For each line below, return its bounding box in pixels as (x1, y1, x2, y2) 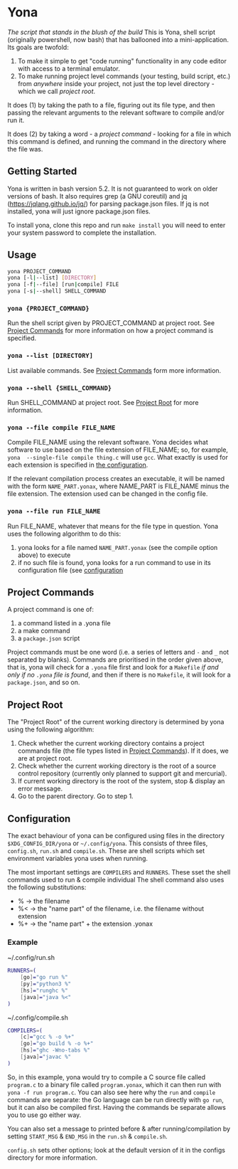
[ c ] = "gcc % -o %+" (20, 1033, 75, 1041)
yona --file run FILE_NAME (7, 507, 101, 516)
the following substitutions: (7, 883, 87, 892)
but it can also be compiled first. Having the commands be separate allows (7, 1103, 226, 1111)
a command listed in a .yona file (17, 619, 112, 628)
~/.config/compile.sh (7, 1013, 69, 1022)
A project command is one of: (7, 605, 94, 614)
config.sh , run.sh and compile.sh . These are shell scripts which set (7, 846, 205, 855)
